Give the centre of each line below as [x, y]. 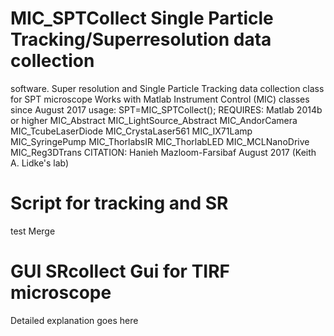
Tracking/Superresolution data [141, 39]
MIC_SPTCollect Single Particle [142, 18]
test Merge [33, 231]
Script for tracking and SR [119, 203]
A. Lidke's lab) [40, 163]
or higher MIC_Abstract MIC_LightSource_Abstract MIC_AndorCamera [154, 120]
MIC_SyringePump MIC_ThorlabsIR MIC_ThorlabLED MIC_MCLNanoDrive [160, 141]
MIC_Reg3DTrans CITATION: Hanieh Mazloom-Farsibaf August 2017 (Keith [163, 152]
